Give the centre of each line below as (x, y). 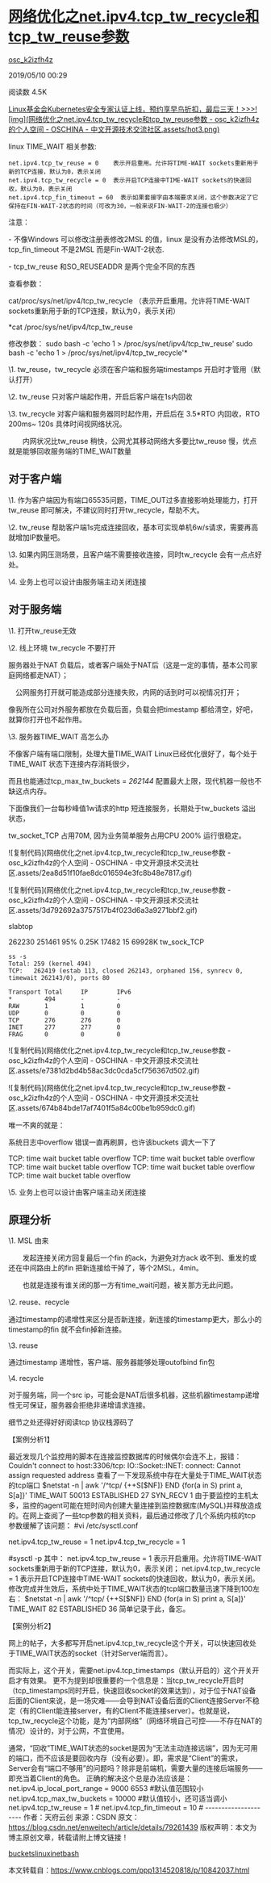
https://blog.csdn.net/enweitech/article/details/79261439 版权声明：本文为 (133, 1827)
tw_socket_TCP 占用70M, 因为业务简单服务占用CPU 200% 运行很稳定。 (127, 835)
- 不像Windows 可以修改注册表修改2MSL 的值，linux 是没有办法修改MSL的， (135, 239)
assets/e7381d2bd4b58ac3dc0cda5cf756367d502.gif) (108, 1070)
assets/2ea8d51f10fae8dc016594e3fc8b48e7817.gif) (105, 872)
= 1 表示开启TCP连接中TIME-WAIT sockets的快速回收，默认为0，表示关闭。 (134, 1579)
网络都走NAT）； (42, 675)
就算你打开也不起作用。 (47, 719)
